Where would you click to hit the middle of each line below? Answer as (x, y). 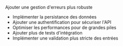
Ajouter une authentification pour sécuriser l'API (62, 22)
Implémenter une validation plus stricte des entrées (65, 38)
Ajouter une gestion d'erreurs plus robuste (49, 7)
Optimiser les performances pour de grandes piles (64, 27)
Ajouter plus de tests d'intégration (47, 33)
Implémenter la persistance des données (54, 17)
